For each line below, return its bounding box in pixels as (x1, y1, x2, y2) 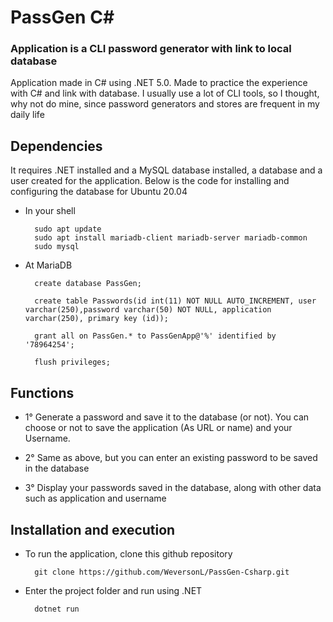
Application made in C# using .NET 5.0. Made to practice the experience (10, 77, 308, 89)
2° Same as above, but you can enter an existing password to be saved (24, 452, 318, 464)
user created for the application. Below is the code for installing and (10, 175, 290, 187)
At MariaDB (24, 259, 73, 271)
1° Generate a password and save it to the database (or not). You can (24, 411, 310, 423)
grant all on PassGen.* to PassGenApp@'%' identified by (34, 331, 277, 341)
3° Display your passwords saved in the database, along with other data (24, 482, 322, 494)
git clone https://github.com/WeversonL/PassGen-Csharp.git (34, 567, 290, 577)
